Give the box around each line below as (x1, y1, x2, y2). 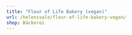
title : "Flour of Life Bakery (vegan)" (6, 8, 108, 15)
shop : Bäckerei (6, 20, 45, 26)
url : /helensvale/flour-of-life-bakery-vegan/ (6, 14, 127, 20)
